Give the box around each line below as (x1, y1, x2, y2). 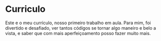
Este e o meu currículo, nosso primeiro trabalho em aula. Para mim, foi (5, 20, 151, 26)
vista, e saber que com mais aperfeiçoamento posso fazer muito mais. (5, 30, 151, 36)
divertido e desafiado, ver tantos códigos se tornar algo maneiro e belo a (5, 25, 156, 31)
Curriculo (5, 3, 46, 15)
